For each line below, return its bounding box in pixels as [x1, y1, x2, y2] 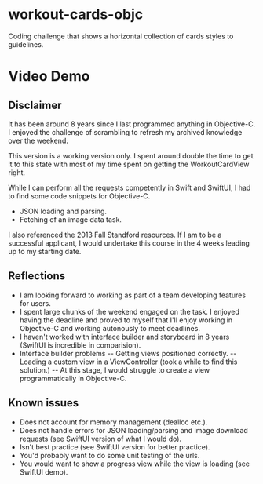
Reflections [8, 269, 66, 283]
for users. [19, 298, 51, 308]
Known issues [8, 396, 79, 409]
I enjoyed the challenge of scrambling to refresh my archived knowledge [8, 127, 243, 136]
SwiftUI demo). [19, 467, 68, 476]
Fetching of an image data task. [19, 214, 122, 224]
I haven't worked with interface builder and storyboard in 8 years [19, 332, 230, 341]
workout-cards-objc [8, 5, 144, 24]
